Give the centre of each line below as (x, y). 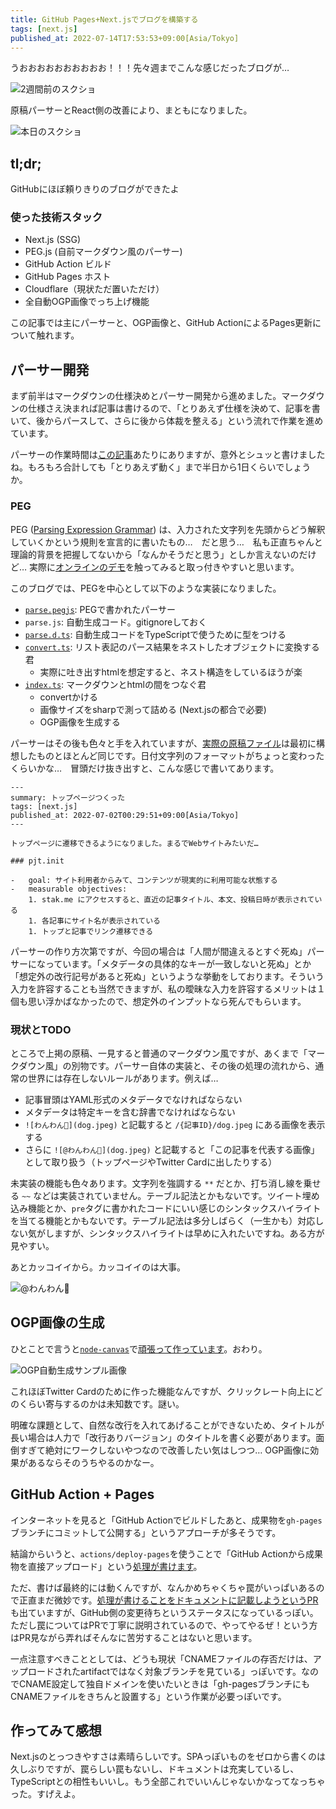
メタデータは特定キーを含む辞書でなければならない (130, 1112)
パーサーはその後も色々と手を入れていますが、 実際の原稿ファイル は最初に (163, 743)
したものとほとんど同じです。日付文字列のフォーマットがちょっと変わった (171, 755)
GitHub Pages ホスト (68, 277)
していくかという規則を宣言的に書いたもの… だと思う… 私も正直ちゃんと (166, 542)
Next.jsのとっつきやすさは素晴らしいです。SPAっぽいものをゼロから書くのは (168, 1757)
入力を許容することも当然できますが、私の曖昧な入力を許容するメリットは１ (168, 988)
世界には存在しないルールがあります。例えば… (123, 1078)
